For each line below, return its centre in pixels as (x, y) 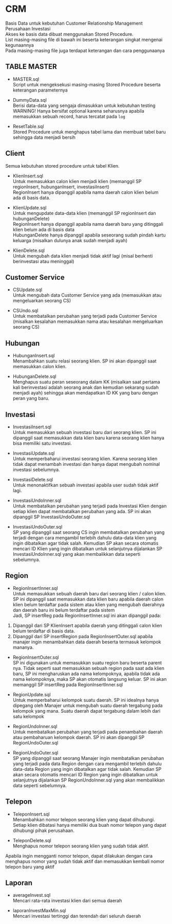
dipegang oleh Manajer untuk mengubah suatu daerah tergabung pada (88, 705)
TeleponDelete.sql (32, 840)
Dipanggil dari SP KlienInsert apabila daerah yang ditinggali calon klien (88, 625)
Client (15, 153)
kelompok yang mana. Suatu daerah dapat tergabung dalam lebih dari (87, 711)
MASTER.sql (26, 79)
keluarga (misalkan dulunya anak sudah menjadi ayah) (70, 240)
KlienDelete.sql (29, 250)
